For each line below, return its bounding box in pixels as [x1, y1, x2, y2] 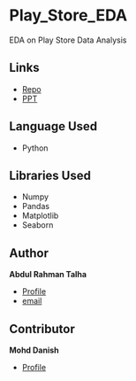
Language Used [9, 119, 98, 134]
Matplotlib [21, 210, 59, 222]
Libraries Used [9, 167, 91, 183]
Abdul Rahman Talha [9, 269, 87, 280]
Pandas [21, 201, 50, 212]
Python [21, 143, 49, 153]
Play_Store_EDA [9, 5, 128, 26]
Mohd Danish [9, 345, 59, 355]
